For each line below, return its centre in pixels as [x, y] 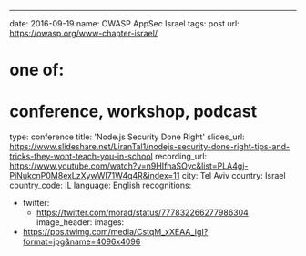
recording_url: [181, 157]
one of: [37, 70]
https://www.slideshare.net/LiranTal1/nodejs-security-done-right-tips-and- [149, 147]
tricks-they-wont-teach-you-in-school [81, 157]
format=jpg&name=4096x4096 [82, 241]
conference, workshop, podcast [133, 112]
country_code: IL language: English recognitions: [101, 185]
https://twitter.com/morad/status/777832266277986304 [142, 213]
